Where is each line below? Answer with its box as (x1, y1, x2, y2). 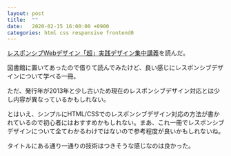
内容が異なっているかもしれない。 (12, 96, 110, 104)
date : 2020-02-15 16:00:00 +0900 (7, 23, 110, 30)
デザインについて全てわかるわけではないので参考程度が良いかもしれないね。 (7, 127, 225, 135)
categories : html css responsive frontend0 (7, 29, 134, 36)
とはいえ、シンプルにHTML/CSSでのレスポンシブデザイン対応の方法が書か (7, 110, 220, 118)
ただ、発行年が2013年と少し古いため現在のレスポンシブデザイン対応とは (7, 87, 214, 95)
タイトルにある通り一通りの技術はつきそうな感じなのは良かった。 (7, 142, 194, 150)
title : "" (7, 16, 39, 23)
